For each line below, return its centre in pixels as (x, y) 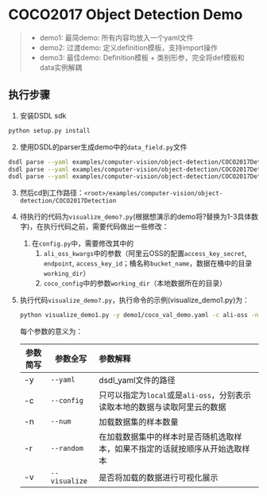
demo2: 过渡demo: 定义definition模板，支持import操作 (129, 47)
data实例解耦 (61, 67)
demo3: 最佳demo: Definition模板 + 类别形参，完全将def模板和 (142, 57)
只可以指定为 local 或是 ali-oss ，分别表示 (175, 395)
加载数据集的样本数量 (139, 422)
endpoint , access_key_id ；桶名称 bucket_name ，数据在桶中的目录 (148, 263)
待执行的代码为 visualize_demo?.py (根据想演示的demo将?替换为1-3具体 (135, 217)
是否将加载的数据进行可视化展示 (159, 478)
